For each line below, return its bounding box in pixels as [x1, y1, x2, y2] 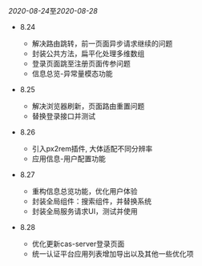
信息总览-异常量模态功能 [31, 69, 114, 78]
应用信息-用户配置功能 [31, 154, 107, 163]
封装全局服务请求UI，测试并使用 [31, 207, 138, 216]
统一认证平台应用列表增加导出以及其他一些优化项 [31, 249, 194, 258]
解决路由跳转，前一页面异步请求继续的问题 [31, 38, 173, 48]
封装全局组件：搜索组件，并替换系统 [31, 196, 152, 206]
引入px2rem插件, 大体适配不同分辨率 [31, 144, 153, 153]
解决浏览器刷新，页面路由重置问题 [31, 102, 145, 111]
